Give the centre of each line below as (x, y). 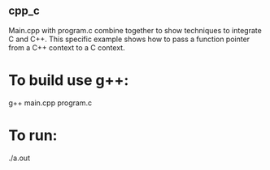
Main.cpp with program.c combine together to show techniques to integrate (135, 30)
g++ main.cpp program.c (50, 103)
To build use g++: (69, 80)
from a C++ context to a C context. (67, 47)
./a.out (20, 158)
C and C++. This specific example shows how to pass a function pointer (129, 39)
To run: (33, 135)
